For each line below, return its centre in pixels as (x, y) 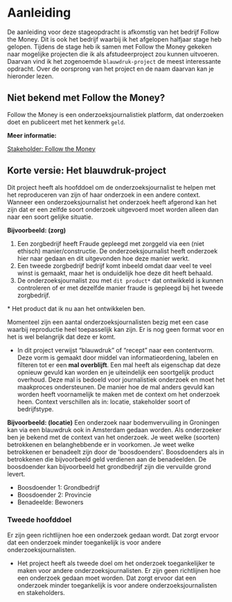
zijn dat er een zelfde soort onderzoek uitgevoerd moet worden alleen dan (113, 209)
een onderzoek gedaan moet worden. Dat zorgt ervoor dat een (107, 578)
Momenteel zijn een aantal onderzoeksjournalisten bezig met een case (108, 322)
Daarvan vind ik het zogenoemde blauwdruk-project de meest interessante (114, 61)
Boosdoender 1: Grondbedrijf (59, 487)
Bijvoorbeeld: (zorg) (37, 230)
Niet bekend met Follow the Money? (86, 98)
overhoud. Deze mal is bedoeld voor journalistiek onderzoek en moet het (121, 380)
